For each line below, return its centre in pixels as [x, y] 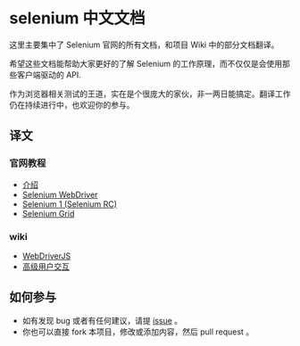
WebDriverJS [46, 256]
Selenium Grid [48, 213]
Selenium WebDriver [60, 194]
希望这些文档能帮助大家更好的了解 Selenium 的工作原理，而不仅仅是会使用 [146, 63]
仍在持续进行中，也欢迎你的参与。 [72, 104]
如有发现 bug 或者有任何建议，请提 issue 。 [102, 320]
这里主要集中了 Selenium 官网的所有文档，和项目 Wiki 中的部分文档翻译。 [144, 45]
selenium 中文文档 [77, 18]
